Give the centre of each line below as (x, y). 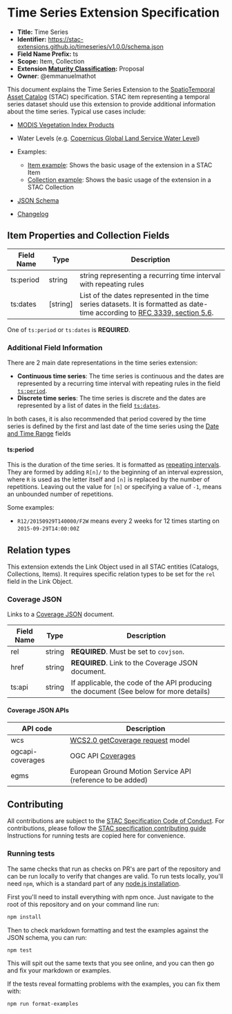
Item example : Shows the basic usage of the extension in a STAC (120, 165)
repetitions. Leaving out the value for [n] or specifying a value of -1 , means (115, 487)
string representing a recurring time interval (150, 275)
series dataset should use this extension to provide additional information (112, 104)
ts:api (20, 688)
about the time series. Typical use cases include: (77, 111)
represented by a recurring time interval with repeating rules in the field (119, 384)
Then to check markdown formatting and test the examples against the (108, 930)
